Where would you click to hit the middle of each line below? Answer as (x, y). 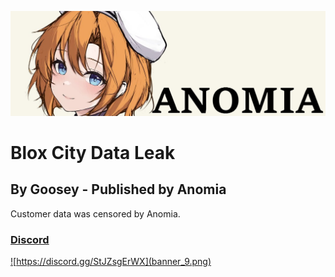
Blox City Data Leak (93, 153)
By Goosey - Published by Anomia (118, 189)
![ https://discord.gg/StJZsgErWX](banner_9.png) (111, 262)
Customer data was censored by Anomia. (95, 213)
